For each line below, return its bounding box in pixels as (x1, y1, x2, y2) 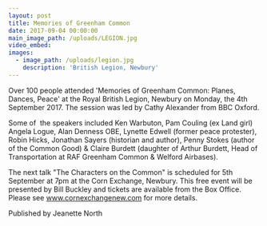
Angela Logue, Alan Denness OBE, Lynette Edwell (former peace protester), (8, 126, 257, 136)
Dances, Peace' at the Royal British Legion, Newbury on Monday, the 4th (8, 93, 248, 104)
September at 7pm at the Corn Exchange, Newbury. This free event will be (8, 176, 253, 185)
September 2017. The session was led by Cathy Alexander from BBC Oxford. (8, 102, 260, 112)
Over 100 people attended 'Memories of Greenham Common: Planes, (8, 85, 236, 95)
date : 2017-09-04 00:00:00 (8, 26, 98, 34)
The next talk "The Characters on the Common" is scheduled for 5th (8, 167, 233, 176)
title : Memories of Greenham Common (8, 19, 130, 27)
